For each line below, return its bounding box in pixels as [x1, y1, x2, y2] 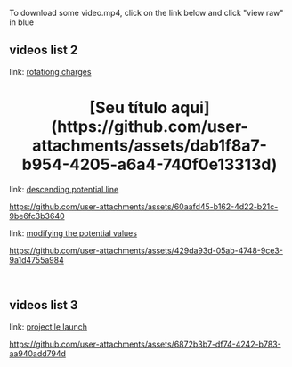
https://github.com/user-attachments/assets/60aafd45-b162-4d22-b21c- [9, 200, 279, 212]
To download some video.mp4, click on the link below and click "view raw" [9, 8, 284, 18]
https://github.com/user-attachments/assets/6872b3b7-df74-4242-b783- [9, 338, 282, 349]
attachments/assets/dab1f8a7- [32, 135, 267, 155]
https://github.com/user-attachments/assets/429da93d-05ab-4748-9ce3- [9, 245, 283, 256]
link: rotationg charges [9, 66, 92, 77]
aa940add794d [9, 347, 67, 359]
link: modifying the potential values [9, 227, 138, 239]
